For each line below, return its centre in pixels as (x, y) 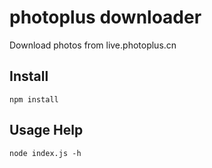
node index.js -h (45, 153)
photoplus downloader (105, 17)
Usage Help (46, 130)
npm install (34, 99)
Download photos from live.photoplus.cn (93, 45)
